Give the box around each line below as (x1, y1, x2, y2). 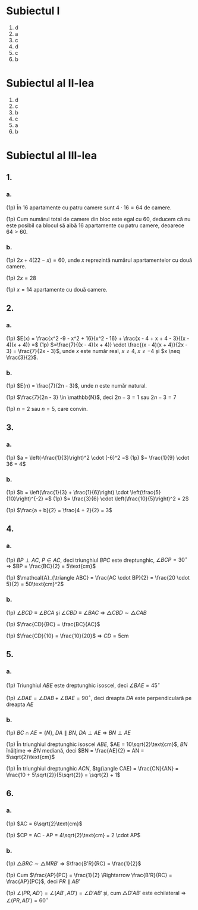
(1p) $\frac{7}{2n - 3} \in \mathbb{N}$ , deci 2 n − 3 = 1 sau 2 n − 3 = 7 (6, 394, 177, 401)
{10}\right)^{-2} (6, 495, 43, 502)
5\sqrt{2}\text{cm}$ (6, 753, 55, 760)
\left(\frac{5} (130, 489, 161, 496)
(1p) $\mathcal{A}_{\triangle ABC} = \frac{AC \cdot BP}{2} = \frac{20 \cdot (6, 574, 190, 581)
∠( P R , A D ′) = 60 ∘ (6, 896, 49, 904)
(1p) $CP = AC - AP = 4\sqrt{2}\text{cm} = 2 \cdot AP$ (6, 831, 141, 838)
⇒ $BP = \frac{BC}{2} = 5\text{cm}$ (6, 562, 96, 570)
